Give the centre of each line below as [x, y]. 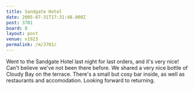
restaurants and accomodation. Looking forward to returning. [81, 80]
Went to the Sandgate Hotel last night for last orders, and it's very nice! [93, 61]
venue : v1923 [22, 39]
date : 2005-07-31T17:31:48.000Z [46, 17]
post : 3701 [20, 22]
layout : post [22, 34]
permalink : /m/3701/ [32, 45]
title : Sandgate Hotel [34, 12]
